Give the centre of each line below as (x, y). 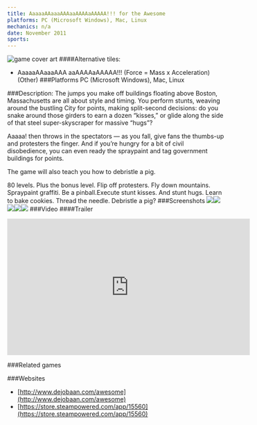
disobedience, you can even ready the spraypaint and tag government (107, 151)
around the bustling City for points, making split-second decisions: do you (113, 108)
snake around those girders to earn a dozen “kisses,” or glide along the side (115, 116)
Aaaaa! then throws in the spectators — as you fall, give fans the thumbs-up (116, 137)
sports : (18, 40)
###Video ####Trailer (61, 209)
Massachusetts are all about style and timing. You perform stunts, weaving (114, 101)
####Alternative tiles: (90, 59)
